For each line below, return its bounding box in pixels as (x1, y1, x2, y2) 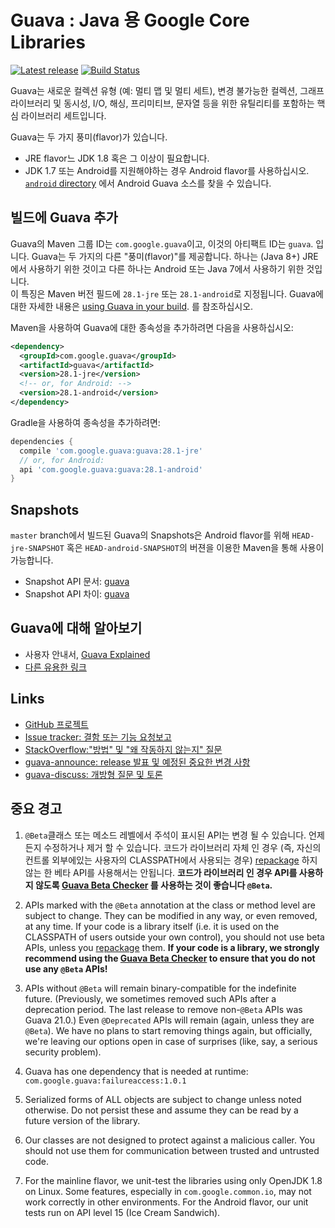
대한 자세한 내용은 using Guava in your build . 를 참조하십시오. (10, 300, 254, 312)
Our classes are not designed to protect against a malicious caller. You (24, 1134, 316, 1146)
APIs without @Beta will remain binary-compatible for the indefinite (24, 982, 297, 994)
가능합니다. (10, 554, 54, 566)
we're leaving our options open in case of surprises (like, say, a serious (24, 1035, 318, 1047)
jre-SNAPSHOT (10, 544, 65, 554)
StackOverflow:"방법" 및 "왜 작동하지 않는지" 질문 (24, 743, 223, 755)
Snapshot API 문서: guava (24, 576, 130, 588)
